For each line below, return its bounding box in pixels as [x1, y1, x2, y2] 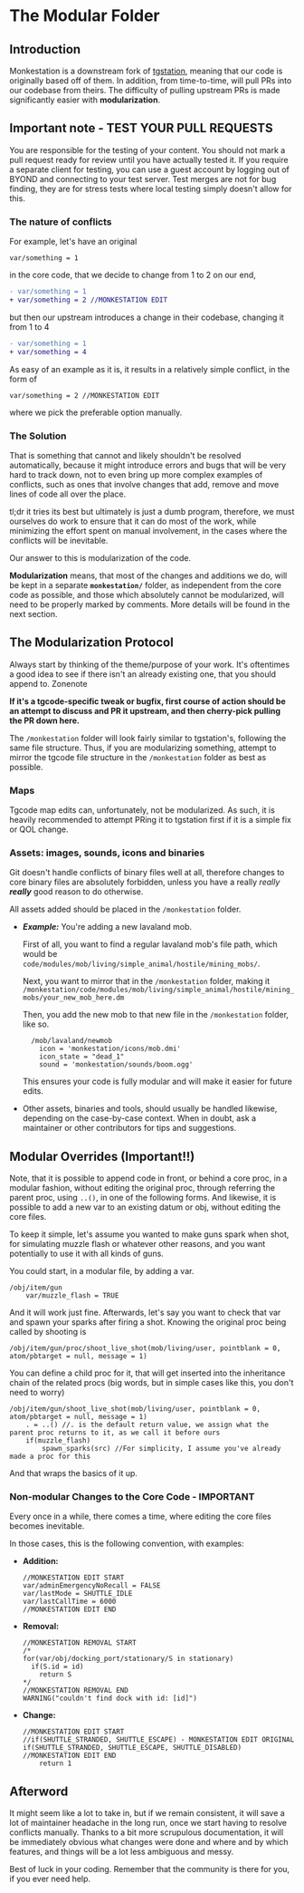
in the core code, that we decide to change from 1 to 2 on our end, [9, 269, 256, 281]
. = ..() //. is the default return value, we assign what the [25, 1420, 270, 1430]
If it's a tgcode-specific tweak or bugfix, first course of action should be [9, 695, 287, 707]
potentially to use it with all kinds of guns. [9, 1248, 165, 1260]
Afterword [9, 1783, 69, 1799]
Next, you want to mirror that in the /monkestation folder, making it [22, 976, 270, 987]
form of [9, 373, 38, 384]
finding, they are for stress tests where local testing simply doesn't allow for [9, 183, 292, 194]
